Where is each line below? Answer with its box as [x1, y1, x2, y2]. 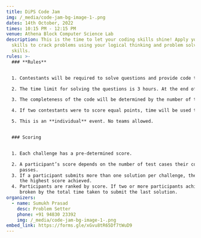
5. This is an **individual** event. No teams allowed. [11, 118, 154, 125]
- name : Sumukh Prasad [11, 200, 68, 206]
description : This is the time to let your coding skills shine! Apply [6, 37, 188, 43]
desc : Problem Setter [17, 206, 71, 212]
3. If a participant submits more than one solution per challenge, [11, 172, 186, 179]
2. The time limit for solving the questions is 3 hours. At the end [11, 86, 188, 92]
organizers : [6, 195, 36, 201]
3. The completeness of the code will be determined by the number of [11, 97, 191, 103]
